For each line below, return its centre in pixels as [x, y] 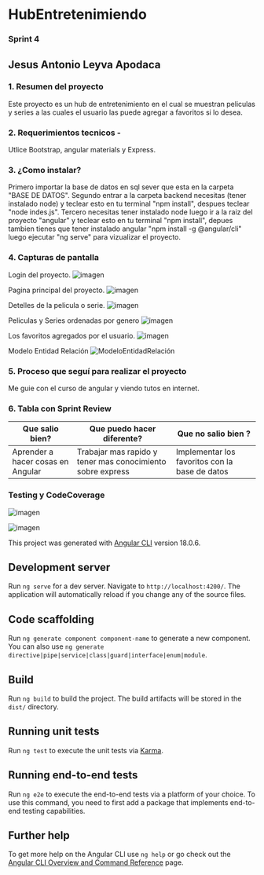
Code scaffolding [51, 619]
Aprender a [33, 452]
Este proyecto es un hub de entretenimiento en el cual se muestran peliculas [132, 104]
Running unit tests [54, 732]
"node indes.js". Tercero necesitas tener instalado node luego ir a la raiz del [130, 212]
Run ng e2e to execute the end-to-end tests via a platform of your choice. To [132, 794]
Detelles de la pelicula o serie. [57, 305]
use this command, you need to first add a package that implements [118, 802]
